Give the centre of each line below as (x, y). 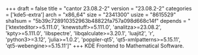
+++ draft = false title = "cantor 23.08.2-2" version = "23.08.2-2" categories (99, 8)
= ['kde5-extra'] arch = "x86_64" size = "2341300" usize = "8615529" (91, 15)
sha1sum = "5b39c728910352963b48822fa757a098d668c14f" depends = (96, 21)
